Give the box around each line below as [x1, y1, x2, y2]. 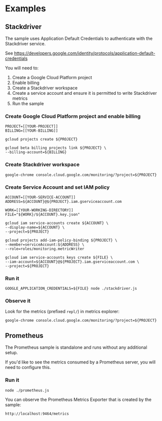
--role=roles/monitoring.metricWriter [5, 246, 84, 251]
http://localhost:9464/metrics [5, 411, 69, 416]
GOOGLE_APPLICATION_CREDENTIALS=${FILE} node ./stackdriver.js [5, 286, 137, 291]
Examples [5, 3, 46, 14]
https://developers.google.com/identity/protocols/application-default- [14, 50, 156, 56]
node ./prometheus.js [5, 388, 50, 393]
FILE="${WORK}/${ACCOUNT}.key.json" [5, 212, 80, 217]
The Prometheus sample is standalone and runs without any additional [5, 344, 147, 350]
